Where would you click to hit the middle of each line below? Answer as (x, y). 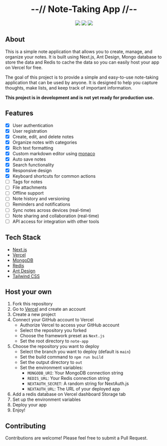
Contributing (25, 426)
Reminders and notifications (41, 204)
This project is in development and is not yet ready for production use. (80, 97)
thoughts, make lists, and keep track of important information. (69, 88)
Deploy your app (29, 405)
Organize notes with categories (45, 142)
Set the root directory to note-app (54, 341)
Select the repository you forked (53, 330)
